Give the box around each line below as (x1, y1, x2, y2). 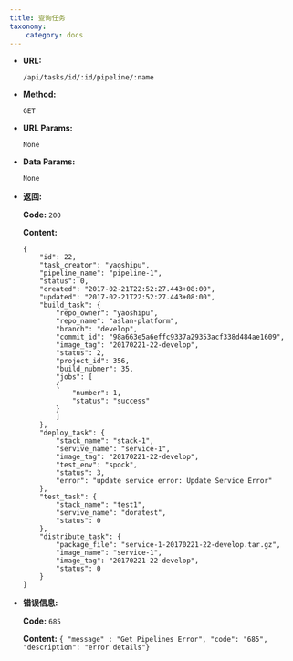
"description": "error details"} (22, 643, 151, 653)
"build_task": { (39, 300, 101, 310)
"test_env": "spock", (56, 460, 139, 470)
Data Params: (22, 156, 76, 167)
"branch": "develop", (56, 325, 139, 334)
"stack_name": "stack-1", (56, 436, 154, 446)
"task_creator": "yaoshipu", (39, 261, 151, 270)
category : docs (26, 30, 84, 39)
